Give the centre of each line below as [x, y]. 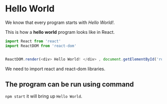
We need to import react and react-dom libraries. [55, 69]
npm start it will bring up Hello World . [44, 96]
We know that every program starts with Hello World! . [60, 22]
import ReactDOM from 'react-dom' [41, 46]
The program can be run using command [70, 84]
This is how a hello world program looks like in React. [60, 32]
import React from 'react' [33, 41]
